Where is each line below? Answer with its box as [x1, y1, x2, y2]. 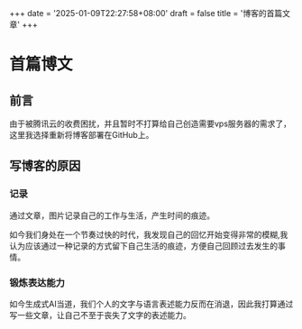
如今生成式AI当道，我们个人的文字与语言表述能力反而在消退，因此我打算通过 [9, 298, 294, 309]
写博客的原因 [9, 159, 81, 174]
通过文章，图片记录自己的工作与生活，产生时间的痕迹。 [9, 210, 215, 221]
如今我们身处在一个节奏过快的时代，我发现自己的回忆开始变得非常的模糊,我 [9, 229, 288, 240]
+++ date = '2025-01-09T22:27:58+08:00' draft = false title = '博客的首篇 [9, 8, 283, 18]
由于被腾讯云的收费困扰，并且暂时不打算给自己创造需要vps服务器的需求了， [9, 118, 291, 129]
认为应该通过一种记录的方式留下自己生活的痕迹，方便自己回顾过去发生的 [9, 240, 278, 251]
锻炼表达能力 [9, 276, 66, 288]
